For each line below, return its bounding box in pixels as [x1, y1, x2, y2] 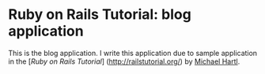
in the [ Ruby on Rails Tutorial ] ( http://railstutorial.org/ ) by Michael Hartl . [8, 57, 240, 66]
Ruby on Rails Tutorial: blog [8, 6, 191, 24]
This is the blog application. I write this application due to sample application [8, 48, 258, 57]
